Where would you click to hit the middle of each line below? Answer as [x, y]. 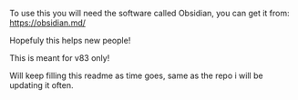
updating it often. [41, 85]
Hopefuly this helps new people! [70, 40]
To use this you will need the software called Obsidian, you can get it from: [149, 13]
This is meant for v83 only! [60, 58]
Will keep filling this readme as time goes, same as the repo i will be [136, 75]
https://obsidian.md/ [48, 23]
